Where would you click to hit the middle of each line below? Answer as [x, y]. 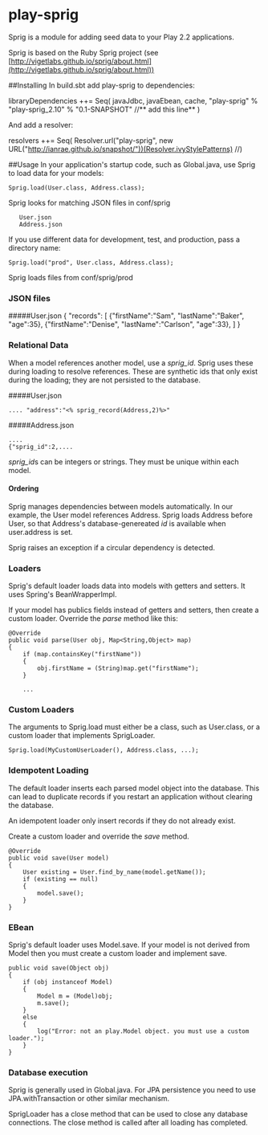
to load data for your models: [56, 173]
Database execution [48, 1072]
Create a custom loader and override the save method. [99, 836]
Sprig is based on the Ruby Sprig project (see [83, 52]
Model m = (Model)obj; [75, 996]
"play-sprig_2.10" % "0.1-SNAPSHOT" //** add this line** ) [104, 109]
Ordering [24, 488]
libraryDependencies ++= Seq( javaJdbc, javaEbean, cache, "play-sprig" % [133, 100]
